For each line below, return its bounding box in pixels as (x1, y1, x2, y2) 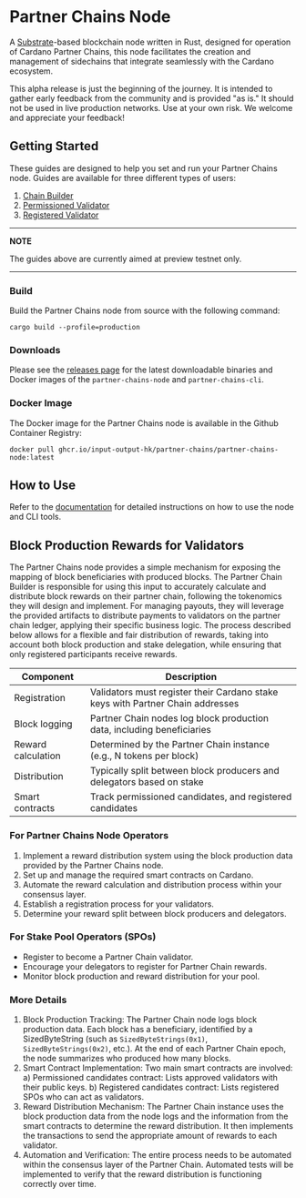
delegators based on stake (89, 776, 204, 788)
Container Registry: (9, 427, 82, 438)
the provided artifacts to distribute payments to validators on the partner (9, 610, 280, 621)
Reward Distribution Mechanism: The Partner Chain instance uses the (22, 1102, 284, 1112)
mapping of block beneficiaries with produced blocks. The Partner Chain (9, 572, 282, 583)
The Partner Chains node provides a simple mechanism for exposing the (9, 562, 280, 573)
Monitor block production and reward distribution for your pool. (22, 970, 260, 981)
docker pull (9, 444, 55, 454)
